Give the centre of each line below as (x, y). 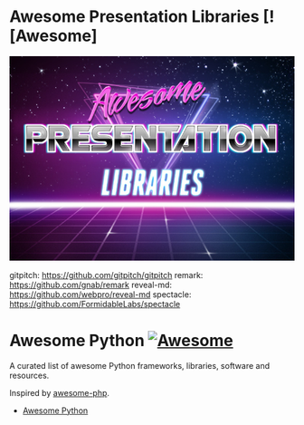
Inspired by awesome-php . (60, 392)
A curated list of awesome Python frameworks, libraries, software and (140, 365)
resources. (29, 375)
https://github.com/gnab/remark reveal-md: (91, 285)
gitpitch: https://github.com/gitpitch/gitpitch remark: (106, 275)
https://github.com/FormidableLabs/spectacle (95, 304)
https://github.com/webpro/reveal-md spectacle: (100, 294)
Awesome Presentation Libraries (134, 17)
